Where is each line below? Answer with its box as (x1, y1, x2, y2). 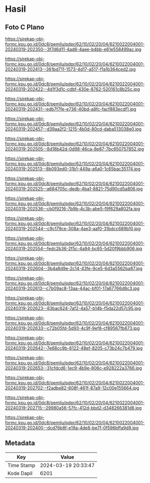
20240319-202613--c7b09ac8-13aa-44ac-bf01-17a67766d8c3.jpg (5, 285, 140, 291)
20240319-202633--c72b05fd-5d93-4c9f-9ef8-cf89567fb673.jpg (5, 325, 140, 331)
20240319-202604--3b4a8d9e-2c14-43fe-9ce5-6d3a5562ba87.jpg (5, 266, 143, 271)
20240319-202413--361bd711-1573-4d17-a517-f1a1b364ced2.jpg (5, 66, 136, 72)
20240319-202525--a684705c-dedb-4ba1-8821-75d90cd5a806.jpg (5, 186, 143, 192)
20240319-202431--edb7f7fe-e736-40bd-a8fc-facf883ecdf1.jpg (5, 106, 137, 112)
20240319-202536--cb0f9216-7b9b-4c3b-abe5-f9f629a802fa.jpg (5, 206, 140, 211)
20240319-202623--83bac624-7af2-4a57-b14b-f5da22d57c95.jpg (5, 305, 141, 311)
